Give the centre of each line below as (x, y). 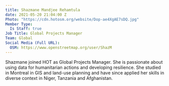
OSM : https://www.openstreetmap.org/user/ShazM (61, 48)
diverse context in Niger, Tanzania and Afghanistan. (59, 78)
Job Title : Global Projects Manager (44, 33)
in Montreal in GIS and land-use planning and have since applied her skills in (85, 73)
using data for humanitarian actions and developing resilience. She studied (83, 67)
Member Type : (19, 24)
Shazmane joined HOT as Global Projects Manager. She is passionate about (84, 62)
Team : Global (19, 38)
